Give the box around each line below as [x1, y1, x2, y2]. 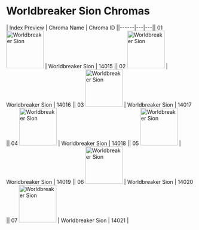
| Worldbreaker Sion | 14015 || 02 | [44, 62, 169, 69]
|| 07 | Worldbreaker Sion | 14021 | [6, 217, 129, 224]
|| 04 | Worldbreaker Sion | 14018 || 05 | [6, 140, 181, 147]
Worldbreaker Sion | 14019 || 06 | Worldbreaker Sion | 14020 [6, 178, 194, 185]
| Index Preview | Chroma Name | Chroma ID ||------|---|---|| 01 [6, 24, 163, 31]
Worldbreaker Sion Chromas [6, 4, 151, 18]
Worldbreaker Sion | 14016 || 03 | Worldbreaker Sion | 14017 [6, 101, 192, 108]
